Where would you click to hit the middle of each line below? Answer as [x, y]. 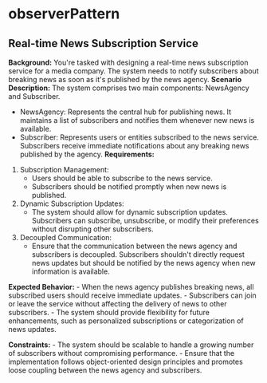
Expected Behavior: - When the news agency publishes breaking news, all [131, 287]
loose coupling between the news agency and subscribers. [105, 370]
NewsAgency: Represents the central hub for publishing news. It [126, 112]
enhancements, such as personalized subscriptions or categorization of [126, 321]
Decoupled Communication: [66, 237]
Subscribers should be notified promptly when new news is [129, 187]
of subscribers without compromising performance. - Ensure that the [122, 353]
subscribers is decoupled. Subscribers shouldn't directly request [138, 255]
